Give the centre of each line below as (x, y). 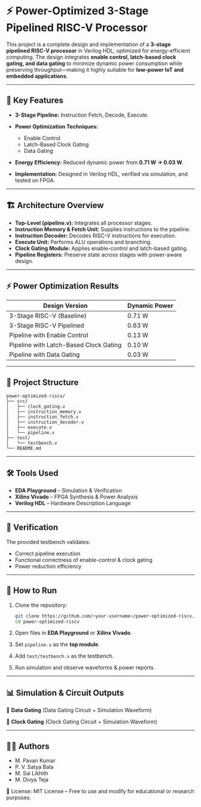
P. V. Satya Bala (34, 767)
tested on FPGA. (35, 180)
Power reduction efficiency (48, 566)
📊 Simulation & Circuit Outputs (65, 693)
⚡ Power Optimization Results (63, 286)
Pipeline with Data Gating (45, 354)
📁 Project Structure (42, 382)
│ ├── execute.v (29, 427)
